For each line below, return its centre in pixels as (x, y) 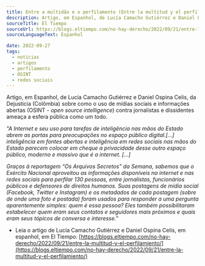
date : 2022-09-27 (28, 46)
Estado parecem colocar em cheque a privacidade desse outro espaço (96, 148)
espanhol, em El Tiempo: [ (48, 237)
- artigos (24, 63)
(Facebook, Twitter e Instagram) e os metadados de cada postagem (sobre (101, 193)
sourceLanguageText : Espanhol (45, 35)
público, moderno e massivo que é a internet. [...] (69, 155)
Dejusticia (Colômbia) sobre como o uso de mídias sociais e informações (98, 104)
